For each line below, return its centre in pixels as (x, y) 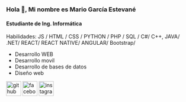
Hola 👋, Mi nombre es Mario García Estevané (71, 9)
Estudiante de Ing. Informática (44, 24)
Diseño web (29, 73)
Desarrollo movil (35, 61)
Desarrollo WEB (34, 54)
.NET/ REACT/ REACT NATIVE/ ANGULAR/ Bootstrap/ (71, 43)
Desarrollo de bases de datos (51, 67)
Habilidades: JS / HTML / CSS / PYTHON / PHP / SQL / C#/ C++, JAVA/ (93, 37)
